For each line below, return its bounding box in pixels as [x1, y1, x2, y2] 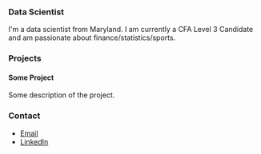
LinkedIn [19, 136, 49, 146]
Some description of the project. [8, 90, 115, 100]
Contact [8, 110, 41, 121]
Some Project [8, 73, 54, 82]
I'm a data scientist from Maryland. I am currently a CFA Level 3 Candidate [8, 25, 254, 34]
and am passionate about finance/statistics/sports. [8, 33, 176, 42]
